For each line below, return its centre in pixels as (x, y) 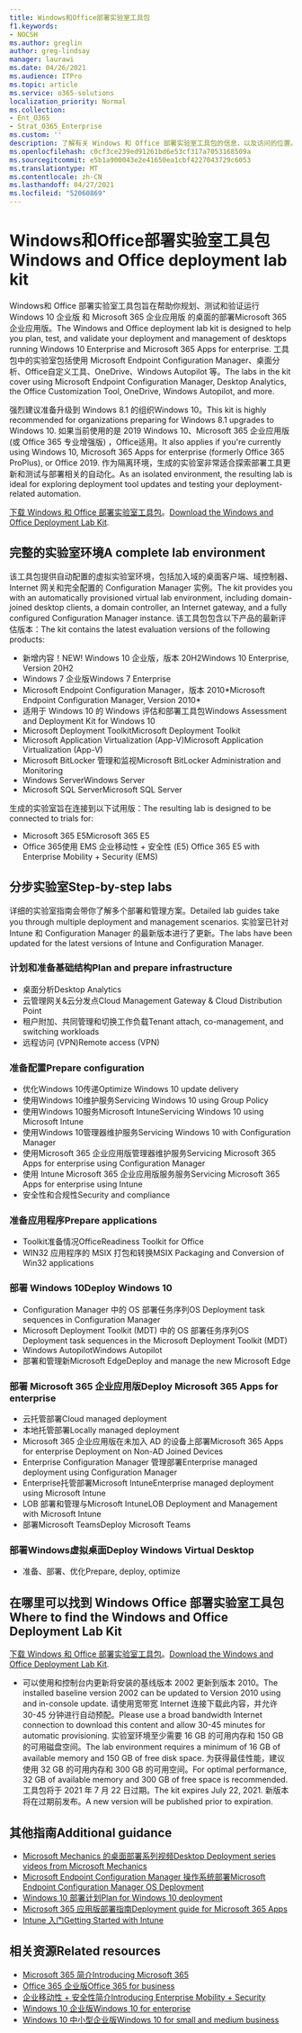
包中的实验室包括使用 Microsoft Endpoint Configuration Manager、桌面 (141, 360)
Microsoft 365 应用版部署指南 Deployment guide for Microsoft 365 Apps (155, 1909)
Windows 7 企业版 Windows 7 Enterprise (97, 678)
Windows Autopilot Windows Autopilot (92, 1350)
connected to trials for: (52, 818)
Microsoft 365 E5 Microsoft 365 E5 (86, 836)
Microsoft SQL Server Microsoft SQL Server (102, 790)
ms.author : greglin (46, 43)
